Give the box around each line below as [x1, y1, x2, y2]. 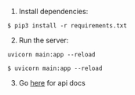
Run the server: [18, 35, 69, 45]
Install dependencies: [18, 7, 89, 16]
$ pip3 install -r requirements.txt [7, 22, 127, 30]
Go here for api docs [18, 79, 86, 87]
